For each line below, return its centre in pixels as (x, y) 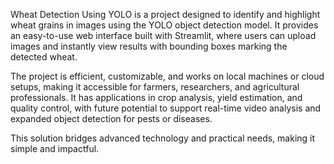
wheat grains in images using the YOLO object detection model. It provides (164, 25)
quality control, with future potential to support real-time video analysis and (166, 108)
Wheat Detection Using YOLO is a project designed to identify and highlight (165, 14)
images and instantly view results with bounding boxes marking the (149, 46)
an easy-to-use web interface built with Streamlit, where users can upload (163, 35)
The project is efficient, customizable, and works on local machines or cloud (167, 76)
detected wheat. (44, 57)
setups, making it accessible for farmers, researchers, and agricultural (155, 87)
